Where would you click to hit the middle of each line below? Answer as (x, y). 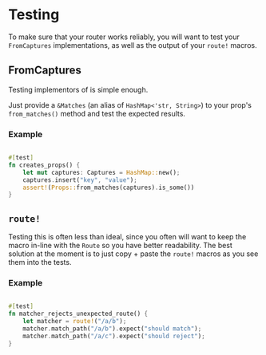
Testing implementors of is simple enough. (78, 89)
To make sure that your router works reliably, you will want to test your (124, 37)
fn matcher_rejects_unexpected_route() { (78, 314)
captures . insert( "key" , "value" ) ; (80, 180)
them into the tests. (40, 262)
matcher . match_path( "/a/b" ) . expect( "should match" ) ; (112, 329)
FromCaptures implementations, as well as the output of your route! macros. (133, 45)
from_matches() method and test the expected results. (97, 113)
